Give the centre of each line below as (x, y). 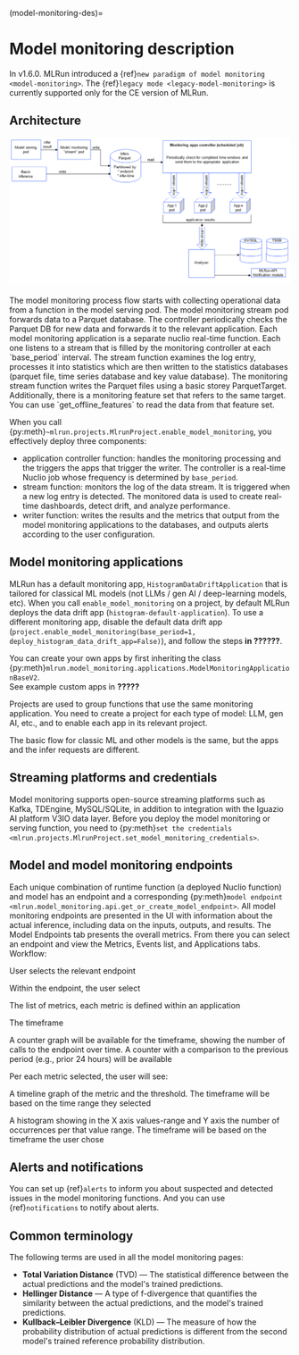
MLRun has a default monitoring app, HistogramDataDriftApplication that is (149, 583)
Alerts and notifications (76, 1167)
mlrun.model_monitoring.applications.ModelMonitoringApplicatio (168, 668)
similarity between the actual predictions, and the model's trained (142, 1303)
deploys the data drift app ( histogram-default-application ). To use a (137, 612)
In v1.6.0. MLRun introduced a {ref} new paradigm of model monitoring (137, 73)
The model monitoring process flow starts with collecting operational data (145, 301)
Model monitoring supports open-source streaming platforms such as (137, 799)
